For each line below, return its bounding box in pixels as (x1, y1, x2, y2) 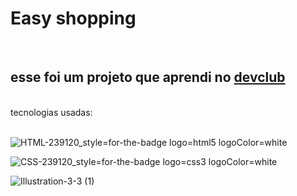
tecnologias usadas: (10, 106, 93, 118)
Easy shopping (10, 7, 137, 30)
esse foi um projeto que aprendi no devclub (10, 69, 286, 86)
